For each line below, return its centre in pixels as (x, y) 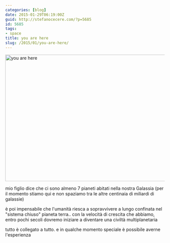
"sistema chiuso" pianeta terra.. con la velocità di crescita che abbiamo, (80, 214)
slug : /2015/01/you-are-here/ (37, 43)
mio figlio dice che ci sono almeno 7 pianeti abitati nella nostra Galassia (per (84, 188)
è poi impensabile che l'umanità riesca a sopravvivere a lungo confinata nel (84, 209)
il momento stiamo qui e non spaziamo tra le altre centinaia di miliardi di (80, 193)
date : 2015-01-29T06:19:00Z (35, 15)
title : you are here (27, 38)
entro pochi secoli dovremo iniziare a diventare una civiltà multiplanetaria (81, 219)
